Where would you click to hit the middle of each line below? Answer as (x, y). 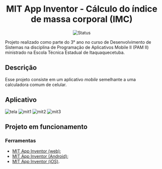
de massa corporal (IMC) (82, 19)
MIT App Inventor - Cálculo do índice (82, 9)
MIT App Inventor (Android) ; (40, 156)
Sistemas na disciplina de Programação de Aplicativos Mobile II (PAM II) (77, 47)
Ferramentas (21, 140)
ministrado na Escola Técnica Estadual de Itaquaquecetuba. (65, 52)
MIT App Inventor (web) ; (37, 151)
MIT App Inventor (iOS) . (36, 162)
